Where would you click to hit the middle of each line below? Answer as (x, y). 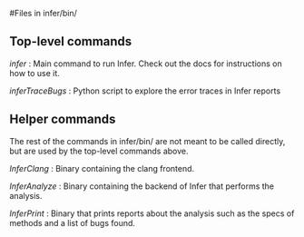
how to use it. (35, 73)
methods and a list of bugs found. (73, 222)
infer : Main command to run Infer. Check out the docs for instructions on (146, 64)
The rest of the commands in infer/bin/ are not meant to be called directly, (147, 141)
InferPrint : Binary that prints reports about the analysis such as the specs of (152, 213)
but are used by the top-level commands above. (99, 151)
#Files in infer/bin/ (43, 13)
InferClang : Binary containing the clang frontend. (102, 168)
